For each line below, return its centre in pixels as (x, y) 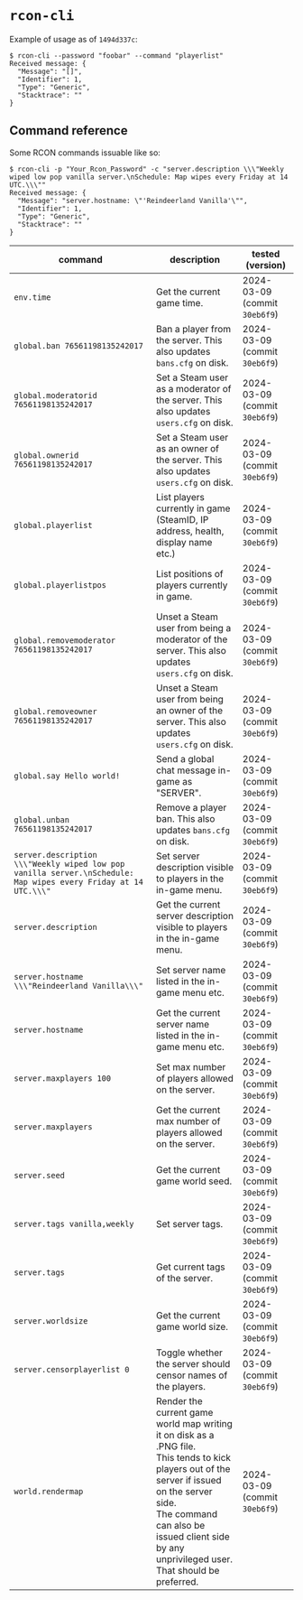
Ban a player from (194, 329)
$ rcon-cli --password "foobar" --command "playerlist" (116, 56)
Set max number (191, 1066)
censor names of (192, 1375)
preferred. (178, 1581)
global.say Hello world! (67, 776)
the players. (181, 1386)
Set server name (191, 970)
